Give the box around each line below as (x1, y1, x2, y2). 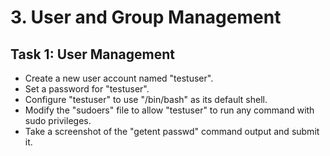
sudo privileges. (24, 115, 92, 126)
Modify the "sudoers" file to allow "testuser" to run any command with (24, 104, 315, 116)
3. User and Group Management (10, 6, 282, 29)
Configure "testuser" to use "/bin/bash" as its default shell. (24, 94, 268, 105)
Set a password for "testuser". (24, 83, 150, 95)
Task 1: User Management (10, 46, 176, 63)
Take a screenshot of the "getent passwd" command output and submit (24, 126, 320, 137)
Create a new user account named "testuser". (24, 72, 214, 84)
